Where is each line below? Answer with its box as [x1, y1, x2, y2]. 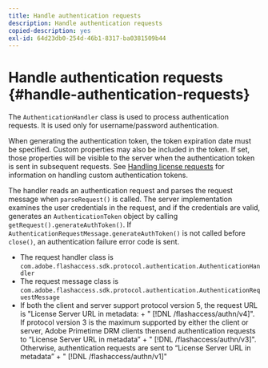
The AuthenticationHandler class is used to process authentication [8, 112, 230, 122]
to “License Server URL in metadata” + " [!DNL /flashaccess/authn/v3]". [19, 334, 257, 345]
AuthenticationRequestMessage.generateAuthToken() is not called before [8, 228, 246, 238]
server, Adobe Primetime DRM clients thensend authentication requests [19, 326, 256, 336]
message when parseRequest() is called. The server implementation [8, 194, 233, 204]
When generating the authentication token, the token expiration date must [8, 136, 252, 146]
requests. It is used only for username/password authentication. [8, 121, 219, 131]
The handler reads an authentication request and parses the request [8, 186, 234, 196]
